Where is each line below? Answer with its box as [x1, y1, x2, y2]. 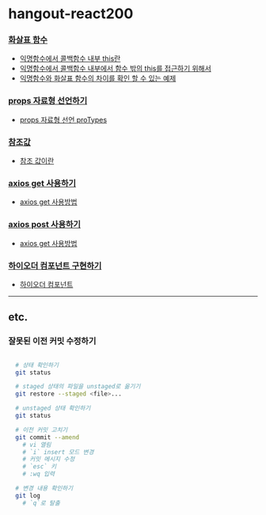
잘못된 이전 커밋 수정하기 [8, 335, 97, 346]
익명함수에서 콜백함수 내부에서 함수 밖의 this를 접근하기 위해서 [19, 64, 211, 74]
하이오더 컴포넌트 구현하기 [8, 260, 102, 271]
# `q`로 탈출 [22, 499, 61, 507]
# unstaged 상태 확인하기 [15, 404, 91, 412]
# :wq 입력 [22, 470, 55, 479]
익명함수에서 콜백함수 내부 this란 [19, 54, 121, 63]
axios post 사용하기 [8, 219, 82, 230]
